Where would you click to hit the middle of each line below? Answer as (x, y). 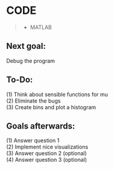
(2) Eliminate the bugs (33, 101)
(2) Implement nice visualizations (47, 147)
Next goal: (26, 46)
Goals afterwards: (41, 126)
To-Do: (20, 80)
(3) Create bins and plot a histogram (51, 107)
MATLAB (41, 27)
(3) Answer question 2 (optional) (47, 153)
